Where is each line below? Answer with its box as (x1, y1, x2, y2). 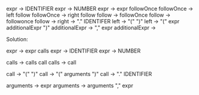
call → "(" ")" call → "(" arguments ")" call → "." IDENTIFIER (6, 71, 152, 77)
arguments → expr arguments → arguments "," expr (6, 82, 134, 89)
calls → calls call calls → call (6, 59, 77, 66)
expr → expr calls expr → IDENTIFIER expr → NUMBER (6, 47, 141, 54)
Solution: (6, 36, 28, 42)
